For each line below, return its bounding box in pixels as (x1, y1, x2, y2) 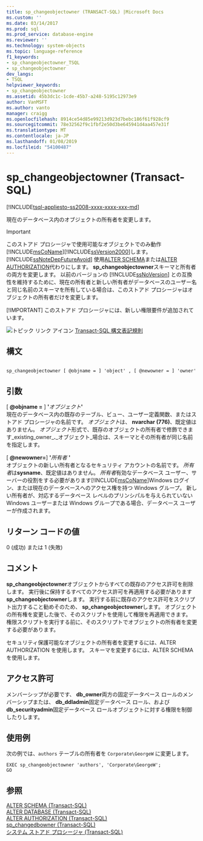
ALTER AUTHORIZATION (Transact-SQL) (6, 815, 108, 822)
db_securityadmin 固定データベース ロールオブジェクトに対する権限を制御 (6, 706, 193, 713)
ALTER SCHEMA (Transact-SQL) (6, 802, 87, 809)
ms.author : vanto (6, 104, 50, 111)
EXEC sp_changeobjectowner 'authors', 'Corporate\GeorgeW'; (6, 762, 162, 768)
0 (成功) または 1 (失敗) (6, 544, 63, 551)
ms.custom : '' (6, 15, 42, 21)
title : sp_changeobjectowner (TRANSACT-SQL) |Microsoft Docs (6, 8, 164, 15)
